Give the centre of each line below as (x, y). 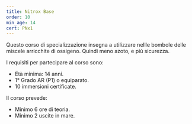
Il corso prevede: (27, 98)
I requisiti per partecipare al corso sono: (55, 63)
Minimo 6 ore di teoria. (42, 109)
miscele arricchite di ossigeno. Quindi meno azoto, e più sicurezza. (88, 51)
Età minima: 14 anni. (39, 74)
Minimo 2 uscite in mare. (45, 116)
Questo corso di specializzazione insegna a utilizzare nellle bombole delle (96, 45)
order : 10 (18, 17)
